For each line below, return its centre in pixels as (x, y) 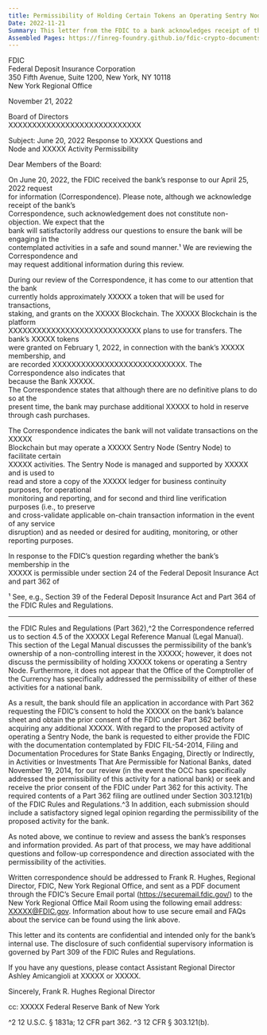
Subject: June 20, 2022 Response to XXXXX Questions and (105, 141)
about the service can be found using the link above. (94, 920)
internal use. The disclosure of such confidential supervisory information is (131, 943)
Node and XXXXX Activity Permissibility (74, 149)
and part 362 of (34, 581)
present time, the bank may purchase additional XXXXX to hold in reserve (128, 407)
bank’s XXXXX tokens (44, 339)
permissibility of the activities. (57, 862)
